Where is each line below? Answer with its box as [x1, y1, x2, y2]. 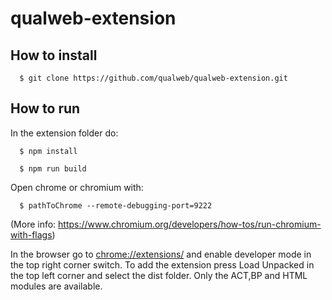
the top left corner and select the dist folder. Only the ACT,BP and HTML [10, 269, 308, 281]
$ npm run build [19, 163, 87, 174]
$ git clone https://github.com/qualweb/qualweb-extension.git [19, 73, 288, 83]
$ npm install [19, 146, 78, 156]
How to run [10, 100, 81, 117]
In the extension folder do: [10, 127, 119, 139]
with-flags [10, 228, 53, 241]
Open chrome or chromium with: [10, 181, 144, 193]
